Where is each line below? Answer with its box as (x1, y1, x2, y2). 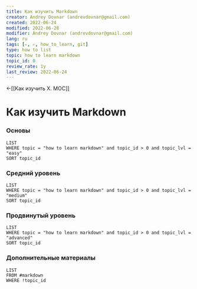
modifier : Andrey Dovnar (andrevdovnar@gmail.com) (6, 31, 133, 36)
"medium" (6, 192, 28, 199)
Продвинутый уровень (6, 211, 75, 220)
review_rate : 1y (6, 63, 46, 69)
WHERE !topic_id (6, 277, 46, 283)
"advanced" (6, 235, 33, 241)
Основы (6, 127, 31, 135)
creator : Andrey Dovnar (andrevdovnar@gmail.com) (6, 14, 131, 20)
